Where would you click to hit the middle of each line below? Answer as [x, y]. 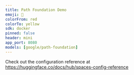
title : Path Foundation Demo [36, 10]
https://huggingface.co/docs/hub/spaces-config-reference [67, 67]
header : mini [19, 38]
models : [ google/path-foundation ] [42, 47]
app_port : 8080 [21, 43]
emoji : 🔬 [14, 15]
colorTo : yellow [22, 24]
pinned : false [20, 33]
